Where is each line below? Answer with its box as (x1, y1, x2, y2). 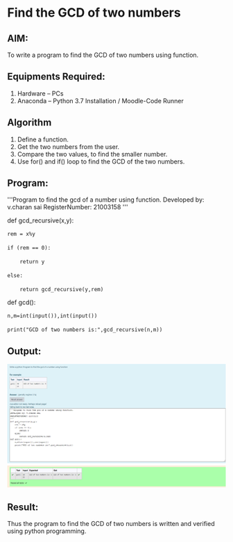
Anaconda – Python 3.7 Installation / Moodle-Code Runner (17, 96, 184, 105)
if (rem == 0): (7, 245, 51, 252)
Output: (7, 345, 42, 357)
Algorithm (7, 116, 52, 129)
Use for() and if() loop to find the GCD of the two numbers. (17, 157, 185, 166)
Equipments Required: (7, 71, 105, 82)
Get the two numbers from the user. (17, 142, 120, 150)
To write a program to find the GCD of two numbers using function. (7, 51, 199, 59)
